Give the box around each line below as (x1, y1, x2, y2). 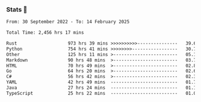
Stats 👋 (6, 5, 28, 14)
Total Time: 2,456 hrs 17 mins (6, 30, 84, 36)
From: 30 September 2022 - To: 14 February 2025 (6, 19, 130, 25)
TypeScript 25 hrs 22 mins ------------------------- (6, 90, 178, 96)
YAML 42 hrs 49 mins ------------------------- (6, 79, 178, 85)
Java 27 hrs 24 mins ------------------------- (6, 85, 178, 91)
